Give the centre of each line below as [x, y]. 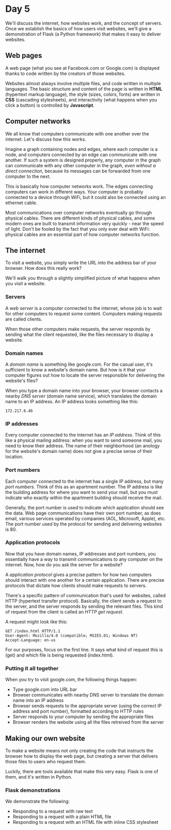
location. [15, 457]
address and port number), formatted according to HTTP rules [78, 712]
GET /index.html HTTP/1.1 [33, 631]
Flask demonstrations [33, 790]
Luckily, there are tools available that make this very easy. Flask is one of [82, 771]
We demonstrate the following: [38, 801]
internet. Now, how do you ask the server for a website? [64, 564]
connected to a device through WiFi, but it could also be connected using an [86, 197]
